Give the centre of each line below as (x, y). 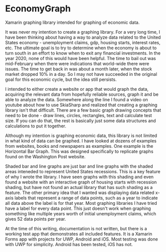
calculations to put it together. (36, 126)
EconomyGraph (38, 9)
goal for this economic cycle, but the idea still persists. (61, 79)
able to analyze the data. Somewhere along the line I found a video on (77, 99)
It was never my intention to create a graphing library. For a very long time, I (83, 32)
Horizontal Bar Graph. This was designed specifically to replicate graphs (79, 151)
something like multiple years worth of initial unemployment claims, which (81, 213)
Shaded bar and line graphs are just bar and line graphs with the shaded (79, 166)
